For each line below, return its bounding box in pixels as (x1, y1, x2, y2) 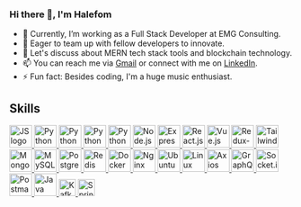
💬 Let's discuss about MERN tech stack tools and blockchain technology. (22, 48, 293, 58)
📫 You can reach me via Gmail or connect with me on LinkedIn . (22, 58, 258, 68)
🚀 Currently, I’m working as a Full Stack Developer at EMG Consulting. (22, 29, 281, 40)
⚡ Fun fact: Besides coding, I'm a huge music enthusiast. (22, 71, 233, 82)
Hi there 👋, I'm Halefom (9, 8, 112, 21)
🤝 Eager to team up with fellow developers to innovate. (22, 38, 225, 49)
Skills (9, 101, 40, 116)
